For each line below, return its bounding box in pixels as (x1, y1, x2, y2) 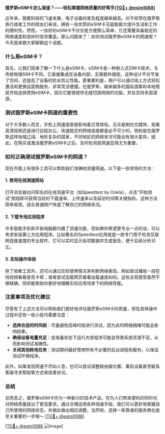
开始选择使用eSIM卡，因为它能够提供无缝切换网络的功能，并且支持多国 (9, 90, 153, 96)
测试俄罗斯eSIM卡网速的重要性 (5, 109, 78, 116)
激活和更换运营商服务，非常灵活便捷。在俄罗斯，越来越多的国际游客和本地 (5, 83, 156, 90)
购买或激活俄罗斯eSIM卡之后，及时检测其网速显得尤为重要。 (18, 140, 140, 146)
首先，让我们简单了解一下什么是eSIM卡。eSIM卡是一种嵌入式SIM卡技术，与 (5, 65, 159, 71)
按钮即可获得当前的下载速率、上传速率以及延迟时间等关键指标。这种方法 (11, 196, 158, 202)
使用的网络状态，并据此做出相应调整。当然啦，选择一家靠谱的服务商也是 (13, 407, 160, 413)
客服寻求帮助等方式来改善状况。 (5, 369, 70, 375)
